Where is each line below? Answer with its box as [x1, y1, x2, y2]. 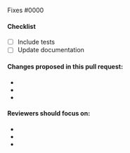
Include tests [17, 38, 55, 47]
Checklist [7, 22, 37, 30]
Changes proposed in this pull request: [7, 62, 124, 71]
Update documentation [17, 46, 84, 54]
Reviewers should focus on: [7, 109, 91, 118]
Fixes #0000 [7, 6, 44, 14]
